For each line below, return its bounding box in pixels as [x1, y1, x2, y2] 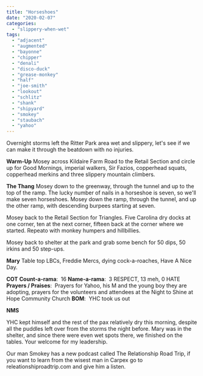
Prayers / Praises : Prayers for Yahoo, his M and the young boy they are [6, 282, 187, 289]
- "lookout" [12, 89, 43, 95]
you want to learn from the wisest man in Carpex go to [6, 356, 143, 364]
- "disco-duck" [12, 65, 51, 72]
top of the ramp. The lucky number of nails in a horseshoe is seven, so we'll [6, 189, 196, 196]
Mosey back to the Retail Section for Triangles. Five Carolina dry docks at [6, 214, 191, 221]
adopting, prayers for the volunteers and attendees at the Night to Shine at [6, 289, 193, 296]
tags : [6, 32, 20, 38]
